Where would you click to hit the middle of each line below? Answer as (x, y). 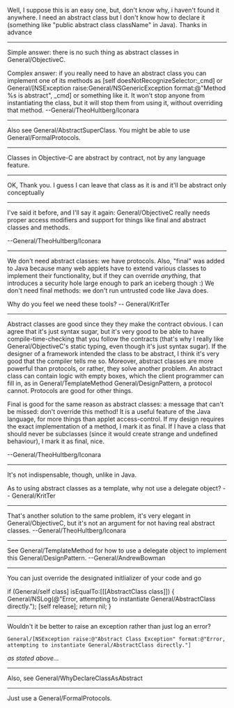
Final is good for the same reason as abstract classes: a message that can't (116, 404)
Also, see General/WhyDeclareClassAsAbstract (75, 678)
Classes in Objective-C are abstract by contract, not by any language (106, 157)
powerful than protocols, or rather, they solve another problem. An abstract (115, 368)
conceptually (26, 192)
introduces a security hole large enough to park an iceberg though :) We (111, 283)
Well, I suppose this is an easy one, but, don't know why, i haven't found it (113, 10)
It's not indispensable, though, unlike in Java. (72, 475)
